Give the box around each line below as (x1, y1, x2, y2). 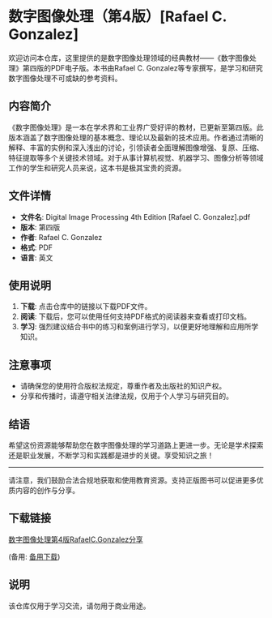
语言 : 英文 (19, 252, 53, 262)
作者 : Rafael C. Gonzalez (19, 232, 103, 242)
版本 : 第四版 (19, 222, 61, 232)
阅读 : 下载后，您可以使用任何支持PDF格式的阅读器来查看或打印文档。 (19, 311, 252, 321)
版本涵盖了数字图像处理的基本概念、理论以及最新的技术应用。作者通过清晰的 (8, 132, 264, 142)
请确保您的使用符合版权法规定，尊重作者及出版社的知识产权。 (19, 381, 227, 391)
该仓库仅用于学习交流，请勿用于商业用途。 (8, 601, 151, 611)
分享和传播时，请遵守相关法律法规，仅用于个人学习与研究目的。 (19, 391, 233, 401)
